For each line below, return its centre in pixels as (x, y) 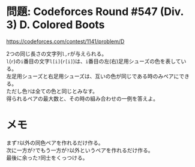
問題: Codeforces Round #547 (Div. (95, 12)
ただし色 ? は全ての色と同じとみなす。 (52, 91)
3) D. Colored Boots (55, 25)
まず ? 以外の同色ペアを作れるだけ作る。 (55, 142)
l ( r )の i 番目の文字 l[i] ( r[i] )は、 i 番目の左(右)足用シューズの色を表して (94, 61)
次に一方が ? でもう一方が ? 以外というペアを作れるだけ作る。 (80, 150)
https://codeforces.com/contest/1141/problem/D (65, 41)
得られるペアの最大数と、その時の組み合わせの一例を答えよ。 (82, 98)
